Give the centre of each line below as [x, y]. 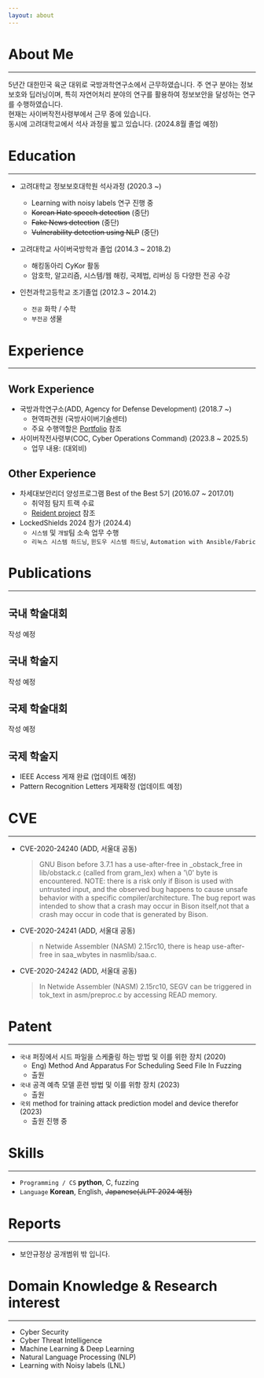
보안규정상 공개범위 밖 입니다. [65, 1254]
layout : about [31, 15]
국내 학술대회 [38, 614]
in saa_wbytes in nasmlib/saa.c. [106, 955]
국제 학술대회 [38, 709]
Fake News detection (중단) [75, 222]
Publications [50, 573]
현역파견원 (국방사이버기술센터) [79, 419]
